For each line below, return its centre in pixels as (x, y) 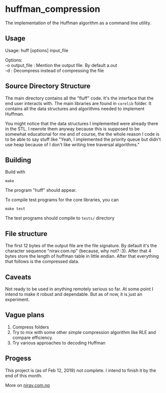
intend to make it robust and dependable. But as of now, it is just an (74, 294)
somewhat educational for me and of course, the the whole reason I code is (82, 134)
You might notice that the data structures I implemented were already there (82, 123)
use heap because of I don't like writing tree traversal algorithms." (72, 144)
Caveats (18, 277)
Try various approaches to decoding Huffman (59, 342)
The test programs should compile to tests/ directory (60, 218)
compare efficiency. (33, 337)
